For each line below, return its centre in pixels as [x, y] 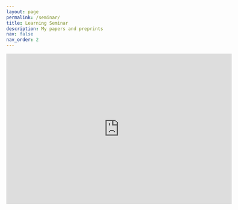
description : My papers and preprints [55, 29]
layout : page [23, 12]
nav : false [20, 34]
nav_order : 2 [23, 40]
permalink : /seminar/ [33, 17]
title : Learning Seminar [37, 23]
